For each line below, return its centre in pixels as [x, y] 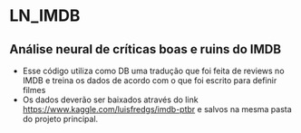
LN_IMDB [45, 16]
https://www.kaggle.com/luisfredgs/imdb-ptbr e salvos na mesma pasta [157, 109]
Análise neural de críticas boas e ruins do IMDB [146, 49]
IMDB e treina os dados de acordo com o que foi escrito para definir [150, 81]
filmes [34, 90]
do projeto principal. [60, 119]
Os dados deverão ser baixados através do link [110, 100]
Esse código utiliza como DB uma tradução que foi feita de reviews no [153, 71]
